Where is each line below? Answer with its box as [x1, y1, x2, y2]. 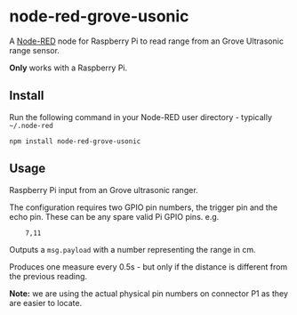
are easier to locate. [9, 297, 83, 308]
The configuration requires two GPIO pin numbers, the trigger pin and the [9, 202, 278, 213]
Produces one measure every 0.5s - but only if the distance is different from [9, 261, 288, 272]
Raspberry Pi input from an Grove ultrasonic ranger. [9, 184, 198, 195]
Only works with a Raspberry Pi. [9, 62, 128, 73]
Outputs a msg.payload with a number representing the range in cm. [9, 244, 256, 254]
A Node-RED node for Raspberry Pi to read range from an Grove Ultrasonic [9, 36, 285, 46]
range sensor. [9, 44, 60, 55]
